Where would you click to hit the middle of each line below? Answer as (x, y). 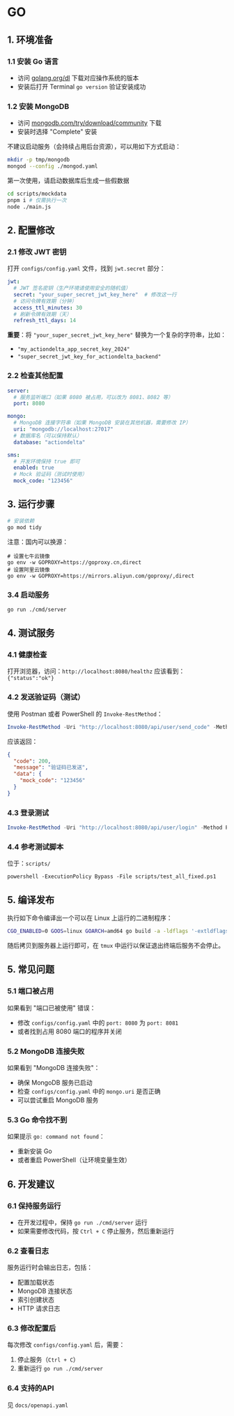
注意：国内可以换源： (38, 542)
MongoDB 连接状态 (45, 1291)
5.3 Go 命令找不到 (37, 1120)
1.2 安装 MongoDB (38, 106)
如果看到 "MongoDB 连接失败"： (54, 1067)
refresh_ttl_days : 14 (45, 321)
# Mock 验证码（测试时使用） (50, 475)
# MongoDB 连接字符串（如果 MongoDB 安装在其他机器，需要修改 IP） (102, 423)
